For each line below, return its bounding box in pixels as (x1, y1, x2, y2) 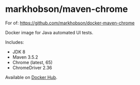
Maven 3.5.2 (12, 54, 38, 60)
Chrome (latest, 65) (12, 59, 53, 65)
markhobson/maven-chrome (5, 3, 128, 15)
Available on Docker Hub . (5, 74, 57, 80)
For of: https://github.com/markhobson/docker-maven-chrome (5, 20, 135, 26)
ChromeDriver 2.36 (12, 65, 52, 71)
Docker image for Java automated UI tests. (5, 29, 93, 35)
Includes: (5, 39, 24, 45)
